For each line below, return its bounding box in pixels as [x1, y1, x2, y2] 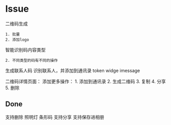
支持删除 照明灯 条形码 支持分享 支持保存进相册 [5, 114, 105, 120]
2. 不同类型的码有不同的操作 [5, 58, 58, 63]
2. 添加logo [5, 37, 29, 42]
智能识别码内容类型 [5, 46, 46, 53]
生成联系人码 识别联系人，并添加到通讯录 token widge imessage [5, 67, 140, 73]
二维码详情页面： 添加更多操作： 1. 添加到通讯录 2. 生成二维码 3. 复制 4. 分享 [5, 78, 166, 84]
